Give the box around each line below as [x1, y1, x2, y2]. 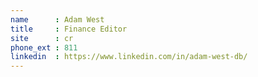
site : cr [10, 33, 74, 43]
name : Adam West [10, 14, 105, 25]
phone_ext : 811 [10, 42, 78, 53]
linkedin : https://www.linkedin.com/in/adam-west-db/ [10, 52, 248, 62]
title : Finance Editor [10, 24, 128, 34]
